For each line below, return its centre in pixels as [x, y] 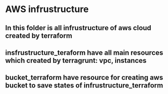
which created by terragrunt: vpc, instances [76, 61]
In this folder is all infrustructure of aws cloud [78, 28]
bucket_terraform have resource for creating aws [84, 78]
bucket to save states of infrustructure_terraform [84, 86]
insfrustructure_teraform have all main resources [84, 53]
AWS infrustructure [47, 9]
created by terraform [39, 35]
